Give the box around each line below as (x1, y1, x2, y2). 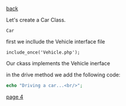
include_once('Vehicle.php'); (6, 49, 81, 55)
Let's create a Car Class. (6, 16, 66, 23)
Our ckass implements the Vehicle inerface (6, 60, 111, 67)
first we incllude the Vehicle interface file (6, 38, 105, 45)
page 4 (6, 93, 24, 100)
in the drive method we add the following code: (6, 71, 121, 78)
